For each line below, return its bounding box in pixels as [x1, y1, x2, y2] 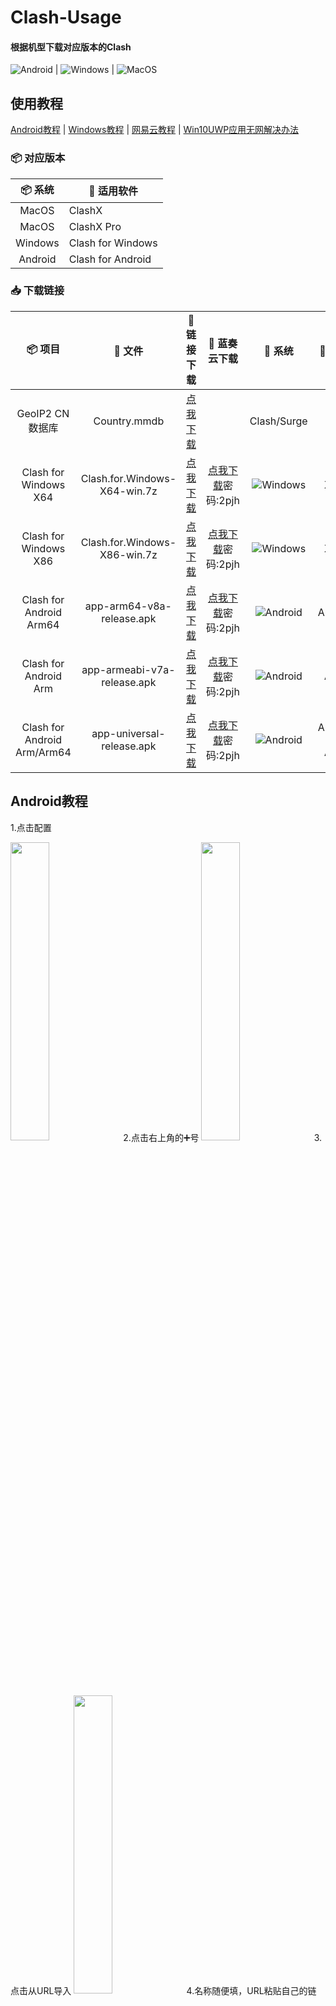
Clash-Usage [10, 6, 122, 29]
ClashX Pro [68, 219, 122, 233]
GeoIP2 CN [16, 406, 70, 420]
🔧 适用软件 [88, 184, 139, 198]
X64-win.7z [99, 484, 158, 498]
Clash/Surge [249, 414, 308, 428]
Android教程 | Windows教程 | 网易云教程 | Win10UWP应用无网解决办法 [10, 124, 300, 136]
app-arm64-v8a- [84, 599, 172, 613]
